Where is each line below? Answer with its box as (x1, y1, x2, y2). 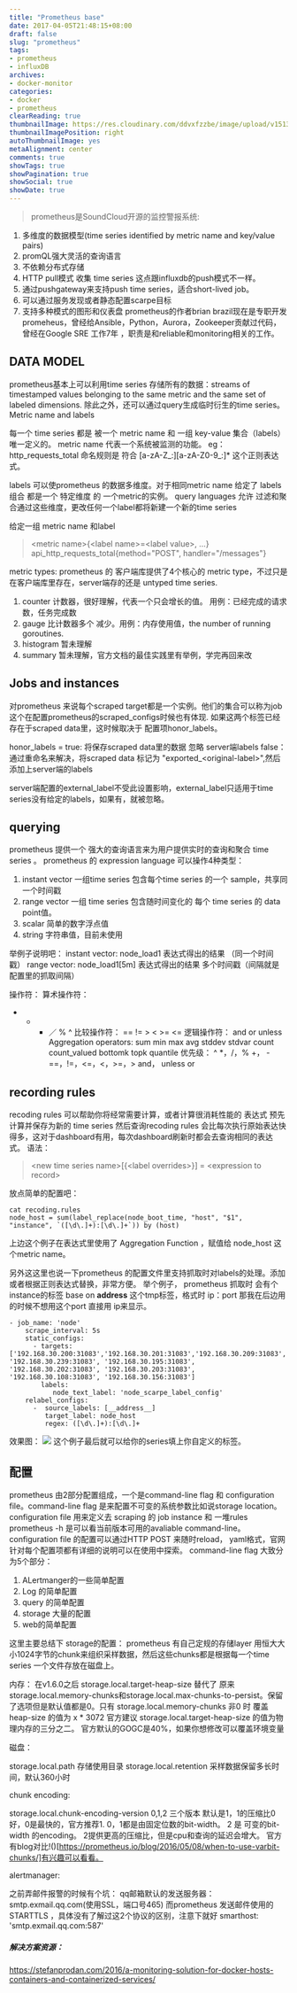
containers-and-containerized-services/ (9, 1974, 156, 1985)
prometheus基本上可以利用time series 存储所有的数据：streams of (9, 378, 250, 390)
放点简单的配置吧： (9, 1188, 80, 1198)
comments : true (9, 152, 65, 162)
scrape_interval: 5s (25, 1326, 101, 1336)
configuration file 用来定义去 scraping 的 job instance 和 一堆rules (9, 1512, 248, 1523)
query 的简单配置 (21, 1597, 86, 1608)
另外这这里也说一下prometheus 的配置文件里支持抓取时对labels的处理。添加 (9, 1268, 286, 1278)
